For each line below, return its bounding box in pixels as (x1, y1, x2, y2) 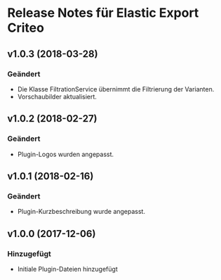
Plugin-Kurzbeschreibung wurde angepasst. (17, 208, 146, 216)
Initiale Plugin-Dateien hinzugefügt (17, 265, 118, 273)
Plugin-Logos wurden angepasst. (17, 150, 114, 158)
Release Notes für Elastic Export (7, 5, 199, 21)
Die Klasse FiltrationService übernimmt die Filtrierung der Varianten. (17, 84, 215, 93)
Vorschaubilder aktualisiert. (17, 92, 97, 101)
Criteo (7, 20, 44, 36)
